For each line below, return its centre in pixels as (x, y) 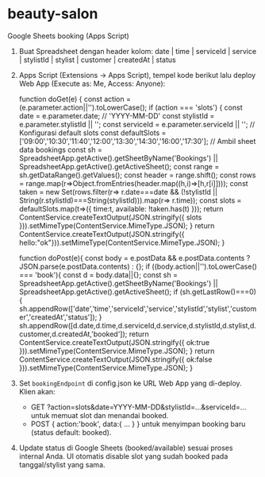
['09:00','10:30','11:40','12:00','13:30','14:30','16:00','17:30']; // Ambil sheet (137, 141)
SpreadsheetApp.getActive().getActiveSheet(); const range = (119, 166)
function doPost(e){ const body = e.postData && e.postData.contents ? (134, 258)
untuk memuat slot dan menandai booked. (100, 415)
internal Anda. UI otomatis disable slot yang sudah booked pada (123, 456)
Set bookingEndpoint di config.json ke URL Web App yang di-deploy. (131, 383)
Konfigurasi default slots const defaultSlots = (92, 133)
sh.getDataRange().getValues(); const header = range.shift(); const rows (137, 175)
